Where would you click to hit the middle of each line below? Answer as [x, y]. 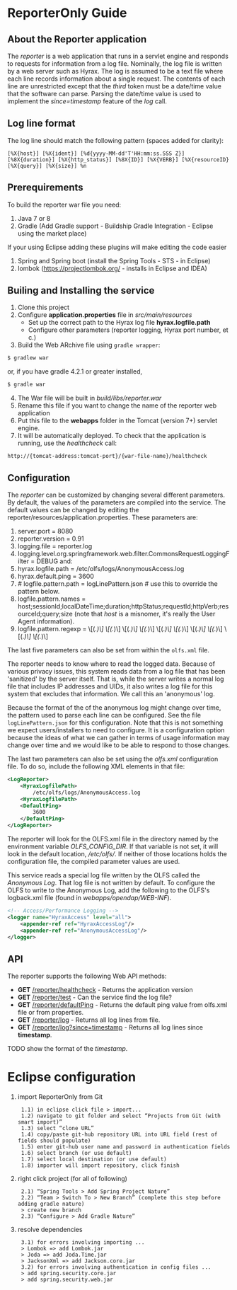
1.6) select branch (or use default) [76, 1153]
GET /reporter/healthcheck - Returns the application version [105, 990]
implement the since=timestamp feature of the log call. [87, 101]
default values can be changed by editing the [73, 510]
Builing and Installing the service [81, 290]
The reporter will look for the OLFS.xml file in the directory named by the [113, 839]
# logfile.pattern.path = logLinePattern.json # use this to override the [117, 584]
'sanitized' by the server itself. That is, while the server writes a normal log [116, 679]
